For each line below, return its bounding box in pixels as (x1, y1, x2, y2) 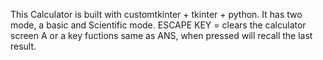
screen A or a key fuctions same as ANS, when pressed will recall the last (10, 30, 313, 41)
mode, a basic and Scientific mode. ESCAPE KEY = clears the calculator (10, 19, 307, 31)
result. (10, 40, 37, 52)
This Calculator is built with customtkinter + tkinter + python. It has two (10, 9, 303, 20)
